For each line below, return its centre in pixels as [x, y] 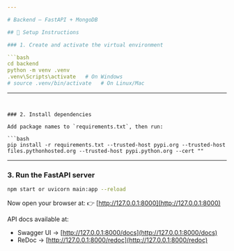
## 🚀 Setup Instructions [43, 32]
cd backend [23, 64]
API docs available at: [38, 219]
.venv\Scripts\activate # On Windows [65, 77]
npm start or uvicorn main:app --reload [67, 189]
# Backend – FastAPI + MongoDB [53, 19]
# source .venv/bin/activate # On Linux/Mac [76, 83]
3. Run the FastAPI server [51, 175]
